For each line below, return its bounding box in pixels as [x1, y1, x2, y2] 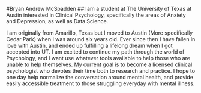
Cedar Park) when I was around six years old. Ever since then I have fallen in [6, 36, 196, 42]
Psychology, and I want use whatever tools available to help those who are [6, 55, 191, 61]
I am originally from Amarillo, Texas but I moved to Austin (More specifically [6, 29, 193, 36]
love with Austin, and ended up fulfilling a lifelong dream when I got [6, 42, 173, 49]
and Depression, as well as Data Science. [6, 18, 109, 24]
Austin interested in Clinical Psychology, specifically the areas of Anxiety [6, 11, 186, 18]
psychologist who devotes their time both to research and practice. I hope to [6, 67, 196, 74]
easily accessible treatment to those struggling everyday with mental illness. [6, 80, 195, 87]
